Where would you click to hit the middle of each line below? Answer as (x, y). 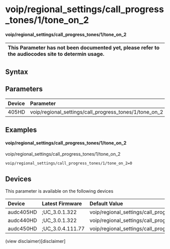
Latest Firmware (62, 204)
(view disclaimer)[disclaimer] (35, 241)
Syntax (17, 72)
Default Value (106, 204)
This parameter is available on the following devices (59, 191)
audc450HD (22, 228)
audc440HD (22, 220)
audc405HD (22, 212)
